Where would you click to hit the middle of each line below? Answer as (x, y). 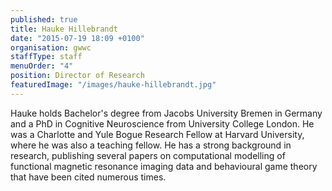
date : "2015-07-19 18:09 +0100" (77, 38)
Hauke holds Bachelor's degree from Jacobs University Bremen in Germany (166, 113)
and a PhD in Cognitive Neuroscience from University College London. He (162, 123)
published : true (44, 19)
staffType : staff (46, 57)
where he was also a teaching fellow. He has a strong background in (151, 145)
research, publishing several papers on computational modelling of (148, 155)
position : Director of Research (77, 76)
